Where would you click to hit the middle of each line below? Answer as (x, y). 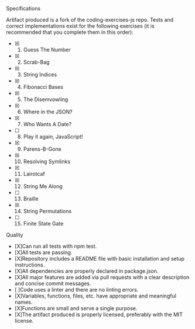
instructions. (30, 265)
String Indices (40, 75)
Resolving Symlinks (47, 161)
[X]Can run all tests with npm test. (56, 246)
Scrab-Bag (36, 62)
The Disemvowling (46, 99)
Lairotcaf (34, 174)
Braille (31, 199)
